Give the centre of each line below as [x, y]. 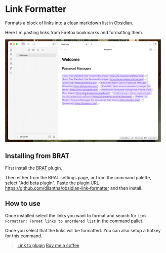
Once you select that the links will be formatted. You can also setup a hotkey [83, 230]
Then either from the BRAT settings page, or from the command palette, [78, 177]
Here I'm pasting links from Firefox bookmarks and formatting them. [74, 32]
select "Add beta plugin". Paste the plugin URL [52, 183]
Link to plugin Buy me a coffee [48, 245]
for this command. [24, 236]
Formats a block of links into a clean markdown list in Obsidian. [69, 23]
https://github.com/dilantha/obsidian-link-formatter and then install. [74, 188]
